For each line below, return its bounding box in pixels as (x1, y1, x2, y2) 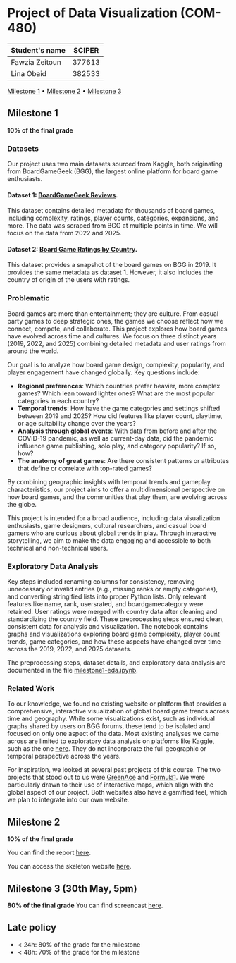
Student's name (11, 45, 66, 55)
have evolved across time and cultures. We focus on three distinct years (7, 331, 217, 340)
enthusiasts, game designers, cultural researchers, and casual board (7, 521, 206, 529)
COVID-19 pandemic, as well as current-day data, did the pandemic (17, 434, 213, 442)
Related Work (7, 683, 55, 693)
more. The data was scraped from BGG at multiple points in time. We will (7, 221, 218, 230)
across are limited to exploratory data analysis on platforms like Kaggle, (7, 737, 215, 745)
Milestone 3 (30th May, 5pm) (7, 883, 137, 895)
